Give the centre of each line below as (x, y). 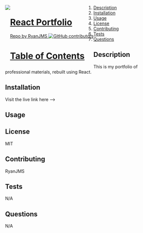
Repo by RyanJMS (29, 36)
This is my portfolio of (116, 66)
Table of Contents (47, 56)
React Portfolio (41, 23)
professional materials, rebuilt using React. (49, 72)
